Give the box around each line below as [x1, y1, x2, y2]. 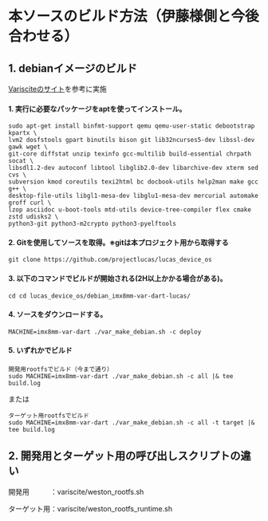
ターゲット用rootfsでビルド [8, 412, 89, 420]
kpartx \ [8, 129, 37, 137]
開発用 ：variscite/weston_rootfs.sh [8, 487, 144, 496]
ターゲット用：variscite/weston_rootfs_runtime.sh [8, 503, 173, 513]
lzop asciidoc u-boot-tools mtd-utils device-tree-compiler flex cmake [8, 206, 251, 214]
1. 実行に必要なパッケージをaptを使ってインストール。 [8, 104, 187, 113]
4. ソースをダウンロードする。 [8, 310, 108, 319]
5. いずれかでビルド [8, 345, 73, 355]
